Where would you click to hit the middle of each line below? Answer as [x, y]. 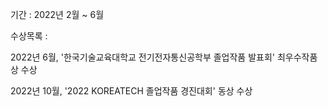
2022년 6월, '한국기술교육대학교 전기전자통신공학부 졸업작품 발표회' [143, 57]
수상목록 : [29, 36]
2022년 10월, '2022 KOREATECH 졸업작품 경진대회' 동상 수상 [131, 91]
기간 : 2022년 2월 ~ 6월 [57, 14]
